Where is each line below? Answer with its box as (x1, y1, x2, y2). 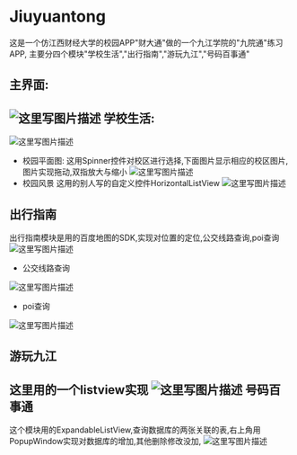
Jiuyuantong (9, 6, 106, 27)
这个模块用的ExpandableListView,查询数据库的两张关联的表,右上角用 (9, 424, 262, 435)
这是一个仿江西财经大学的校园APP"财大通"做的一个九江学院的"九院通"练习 (9, 37, 284, 48)
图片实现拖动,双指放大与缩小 (22, 166, 127, 177)
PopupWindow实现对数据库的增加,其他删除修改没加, (9, 436, 202, 447)
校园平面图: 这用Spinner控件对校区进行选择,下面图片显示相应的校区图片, (22, 156, 289, 166)
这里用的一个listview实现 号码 (9, 382, 269, 397)
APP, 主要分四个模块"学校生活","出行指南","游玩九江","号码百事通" (9, 48, 250, 59)
